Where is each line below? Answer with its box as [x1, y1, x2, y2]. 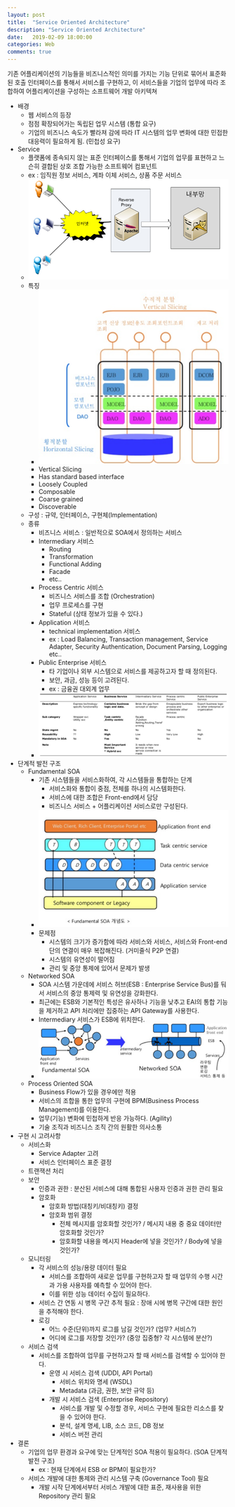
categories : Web [7, 41, 55, 48]
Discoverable [38, 502, 77, 511]
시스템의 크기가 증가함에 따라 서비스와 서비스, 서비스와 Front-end [48, 937, 228, 946]
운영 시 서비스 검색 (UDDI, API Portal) [48, 1369, 153, 1377]
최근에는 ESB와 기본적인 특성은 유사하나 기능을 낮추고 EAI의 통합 [38, 998, 215, 1006]
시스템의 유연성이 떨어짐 [48, 955, 115, 963]
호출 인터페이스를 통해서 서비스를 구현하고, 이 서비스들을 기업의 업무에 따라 [14, 78, 219, 86]
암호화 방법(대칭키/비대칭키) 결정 [48, 1202, 139, 1210]
